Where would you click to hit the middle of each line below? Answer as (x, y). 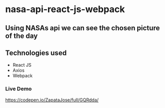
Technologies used (36, 53)
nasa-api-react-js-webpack (65, 9)
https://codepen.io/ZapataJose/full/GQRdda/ (52, 100)
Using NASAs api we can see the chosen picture (83, 28)
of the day (22, 36)
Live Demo (18, 89)
